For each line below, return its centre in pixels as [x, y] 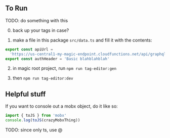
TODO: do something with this [37, 20]
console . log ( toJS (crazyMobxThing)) [43, 120]
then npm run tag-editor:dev [43, 78]
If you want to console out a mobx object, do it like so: [61, 106]
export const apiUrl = [29, 49]
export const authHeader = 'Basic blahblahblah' [57, 59]
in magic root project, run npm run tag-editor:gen [65, 68]
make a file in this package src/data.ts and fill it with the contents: [82, 40]
